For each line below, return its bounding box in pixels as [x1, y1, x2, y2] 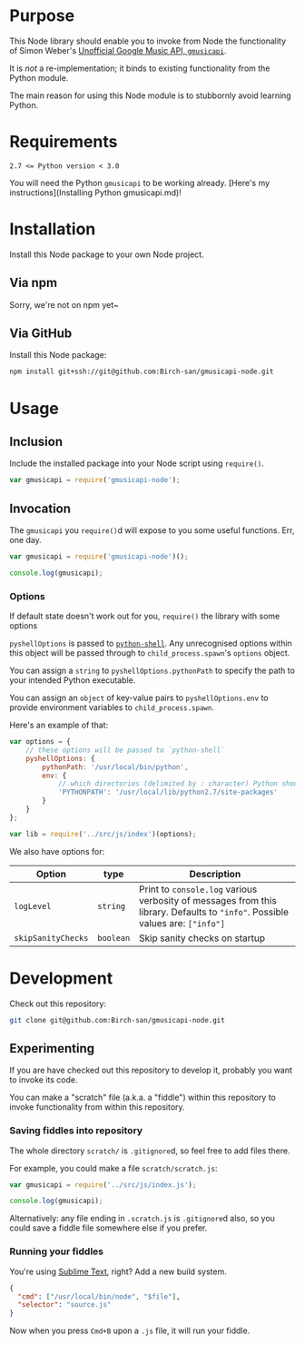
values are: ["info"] [139, 916, 225, 929]
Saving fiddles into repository [9, 1124, 143, 1137]
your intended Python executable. [9, 675, 136, 686]
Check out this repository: [9, 998, 107, 1009]
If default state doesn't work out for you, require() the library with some [9, 610, 280, 622]
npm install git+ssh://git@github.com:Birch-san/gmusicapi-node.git [9, 367, 274, 377]
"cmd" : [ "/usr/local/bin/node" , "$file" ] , [17, 1291, 181, 1301]
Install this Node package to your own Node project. [9, 249, 204, 260]
